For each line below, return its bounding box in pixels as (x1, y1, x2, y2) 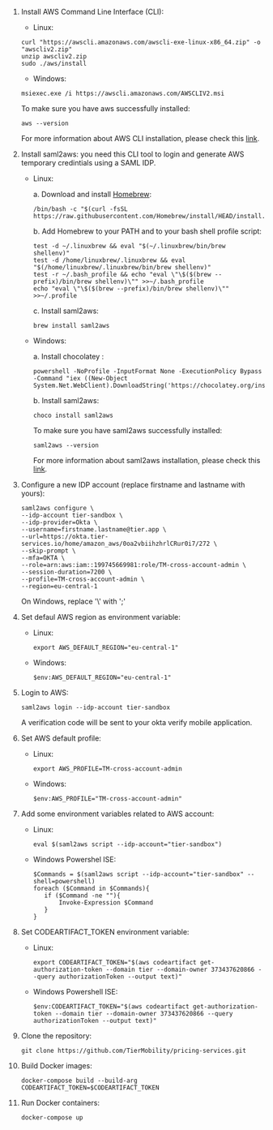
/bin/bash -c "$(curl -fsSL (32, 205, 128, 213)
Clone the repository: (20, 1031, 92, 1041)
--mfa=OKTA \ (20, 554, 66, 562)
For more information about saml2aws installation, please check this (32, 456, 261, 465)
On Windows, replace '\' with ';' (20, 596, 126, 606)
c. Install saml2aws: (32, 306, 100, 316)
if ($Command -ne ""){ (44, 892, 121, 900)
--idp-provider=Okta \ (20, 518, 98, 526)
